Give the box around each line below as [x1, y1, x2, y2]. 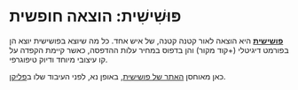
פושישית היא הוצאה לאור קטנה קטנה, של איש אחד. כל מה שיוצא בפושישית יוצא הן [9, 35, 284, 46]
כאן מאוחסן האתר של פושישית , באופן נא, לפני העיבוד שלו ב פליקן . [9, 71, 226, 81]
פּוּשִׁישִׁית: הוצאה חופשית [9, 6, 182, 26]
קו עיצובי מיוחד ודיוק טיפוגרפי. [9, 54, 108, 64]
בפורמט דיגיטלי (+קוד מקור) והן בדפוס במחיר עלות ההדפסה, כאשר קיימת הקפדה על [9, 44, 290, 55]
